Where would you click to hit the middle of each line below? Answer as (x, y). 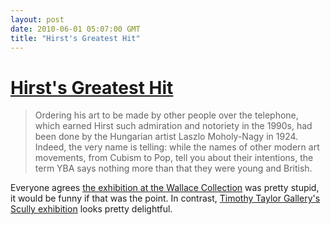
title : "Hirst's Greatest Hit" (75, 38)
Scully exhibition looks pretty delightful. (91, 209)
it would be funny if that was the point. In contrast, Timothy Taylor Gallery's (165, 198)
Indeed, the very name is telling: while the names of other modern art (177, 147)
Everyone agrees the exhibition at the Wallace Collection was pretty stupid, (165, 188)
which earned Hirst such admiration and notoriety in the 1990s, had (173, 126)
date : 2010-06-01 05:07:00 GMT (75, 29)
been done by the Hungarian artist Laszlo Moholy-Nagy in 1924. (166, 137)
